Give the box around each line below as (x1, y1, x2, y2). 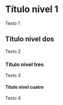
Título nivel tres (5, 61, 44, 68)
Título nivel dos (5, 35, 54, 43)
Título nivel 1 (5, 4, 58, 15)
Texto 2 (5, 48, 21, 54)
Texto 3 (5, 72, 21, 79)
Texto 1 (5, 20, 20, 26)
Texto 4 (5, 95, 21, 101)
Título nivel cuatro (5, 84, 44, 90)
